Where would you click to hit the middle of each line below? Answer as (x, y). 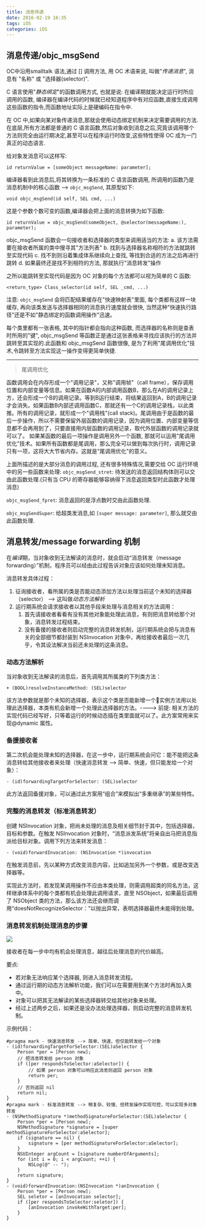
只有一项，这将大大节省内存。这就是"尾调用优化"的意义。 (78, 451)
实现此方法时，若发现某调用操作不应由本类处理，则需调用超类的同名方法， (100, 885)
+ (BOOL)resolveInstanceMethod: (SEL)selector (67, 688)
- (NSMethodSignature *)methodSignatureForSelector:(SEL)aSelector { (97, 1117)
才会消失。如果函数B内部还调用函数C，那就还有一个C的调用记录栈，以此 (98, 405)
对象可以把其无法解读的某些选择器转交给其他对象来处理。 (87, 1000)
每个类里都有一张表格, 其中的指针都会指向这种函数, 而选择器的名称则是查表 (100, 328)
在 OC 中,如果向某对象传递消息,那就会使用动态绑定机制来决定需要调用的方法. (102, 120)
